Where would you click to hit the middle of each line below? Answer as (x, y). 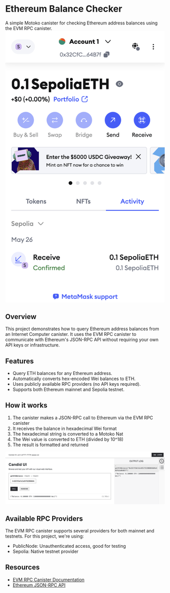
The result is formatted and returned (50, 445)
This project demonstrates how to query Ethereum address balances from (82, 329)
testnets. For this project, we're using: (45, 536)
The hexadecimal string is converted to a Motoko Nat (68, 434)
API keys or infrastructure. (32, 345)
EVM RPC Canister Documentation (49, 579)
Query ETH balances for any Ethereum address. (62, 373)
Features (19, 361)
